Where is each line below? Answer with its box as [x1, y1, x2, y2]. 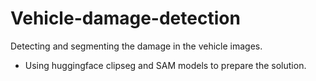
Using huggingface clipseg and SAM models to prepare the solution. [24, 59, 307, 71]
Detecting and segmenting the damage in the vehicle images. [10, 40, 263, 52]
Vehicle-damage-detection [10, 7, 241, 30]
